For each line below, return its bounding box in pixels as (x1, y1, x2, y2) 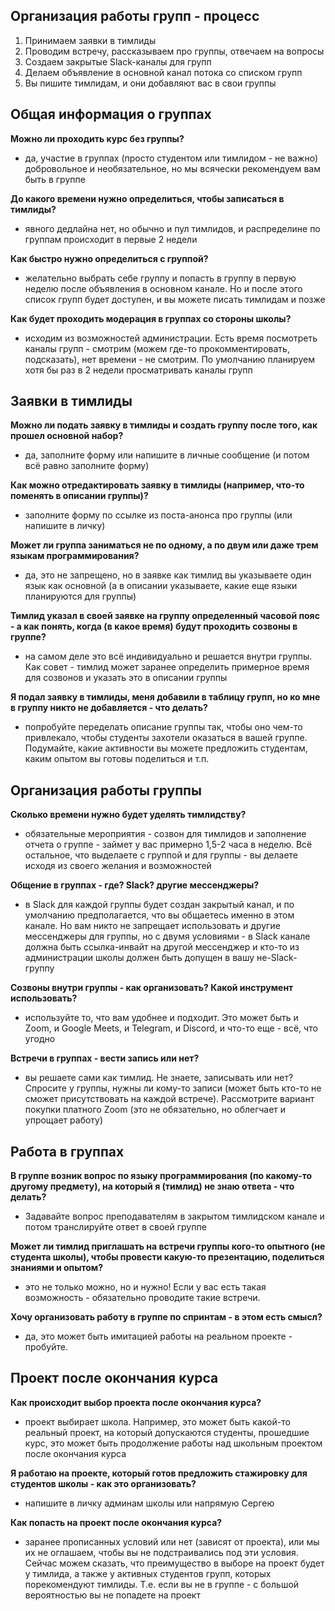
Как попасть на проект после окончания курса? (10, 1516, 223, 1528)
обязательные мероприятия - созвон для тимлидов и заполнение (24, 828, 307, 840)
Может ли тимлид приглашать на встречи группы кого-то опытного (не (10, 1240, 326, 1253)
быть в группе (24, 173, 86, 185)
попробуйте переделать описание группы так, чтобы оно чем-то (24, 721, 303, 733)
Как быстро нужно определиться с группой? (10, 252, 209, 264)
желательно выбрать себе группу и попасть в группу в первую (24, 272, 297, 284)
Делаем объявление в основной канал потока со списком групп (24, 66, 303, 78)
